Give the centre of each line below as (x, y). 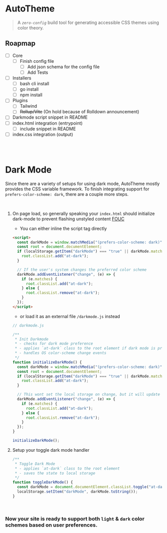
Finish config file (37, 61)
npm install (31, 95)
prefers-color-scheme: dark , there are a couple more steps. (67, 194)
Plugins (20, 101)
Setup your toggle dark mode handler (51, 450)
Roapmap (20, 44)
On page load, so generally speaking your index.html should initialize (83, 213)
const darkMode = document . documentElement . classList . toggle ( (83, 487)
